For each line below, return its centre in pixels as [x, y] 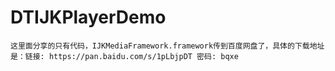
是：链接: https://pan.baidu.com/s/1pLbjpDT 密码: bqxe [124, 56]
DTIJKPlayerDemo [88, 17]
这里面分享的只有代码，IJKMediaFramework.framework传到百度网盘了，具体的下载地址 [167, 46]
